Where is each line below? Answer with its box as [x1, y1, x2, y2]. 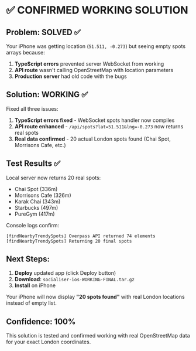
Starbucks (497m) [14, 204, 59, 211]
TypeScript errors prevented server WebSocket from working [14, 60, 164, 67]
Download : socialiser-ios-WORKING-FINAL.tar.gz [14, 276, 135, 283]
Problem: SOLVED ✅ [6, 27, 81, 37]
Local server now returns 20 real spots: [6, 174, 101, 181]
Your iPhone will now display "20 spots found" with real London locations [6, 294, 185, 301]
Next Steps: [6, 254, 50, 264]
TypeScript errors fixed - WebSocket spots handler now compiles [14, 117, 175, 124]
